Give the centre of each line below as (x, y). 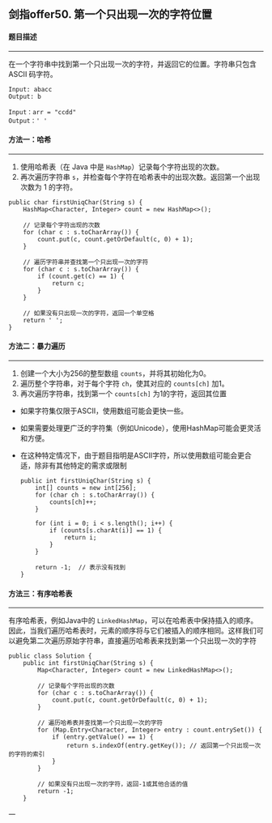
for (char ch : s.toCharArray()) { (95, 495)
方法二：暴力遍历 (37, 346)
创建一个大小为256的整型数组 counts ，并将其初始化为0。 (115, 373)
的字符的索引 (27, 755)
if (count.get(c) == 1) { (81, 276)
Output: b (25, 96)
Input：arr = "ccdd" (42, 112)
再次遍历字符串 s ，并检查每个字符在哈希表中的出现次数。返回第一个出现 (140, 177)
